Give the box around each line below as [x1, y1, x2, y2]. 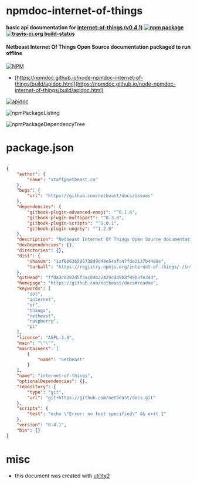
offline [6, 50, 22, 57]
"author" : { [16, 171, 46, 177]
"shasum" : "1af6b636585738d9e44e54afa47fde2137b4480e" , [27, 258, 167, 264]
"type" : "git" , [27, 389, 64, 395]
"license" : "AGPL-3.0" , [16, 335, 75, 341]
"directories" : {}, [16, 247, 64, 253]
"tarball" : [27, 264, 54, 270]
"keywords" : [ [16, 286, 51, 291]
